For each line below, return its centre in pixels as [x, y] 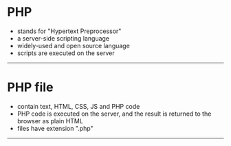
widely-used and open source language [74, 45]
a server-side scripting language [63, 38]
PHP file [30, 87]
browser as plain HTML [50, 121]
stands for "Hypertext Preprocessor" [69, 31]
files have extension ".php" [55, 128]
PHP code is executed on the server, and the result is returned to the [114, 114]
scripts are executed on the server [66, 53]
